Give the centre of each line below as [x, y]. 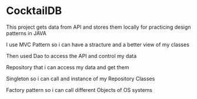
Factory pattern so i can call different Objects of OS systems [79, 90]
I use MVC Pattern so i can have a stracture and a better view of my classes [98, 45]
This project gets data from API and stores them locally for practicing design [98, 27]
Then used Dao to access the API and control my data [71, 56]
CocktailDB [34, 11]
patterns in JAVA [26, 33]
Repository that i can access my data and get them [68, 67]
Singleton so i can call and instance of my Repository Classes [81, 78]
